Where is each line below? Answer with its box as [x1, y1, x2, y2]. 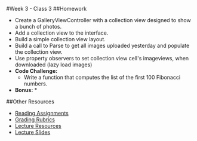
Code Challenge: [14, 68, 58, 74]
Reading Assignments [14, 110, 69, 117]
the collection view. [14, 48, 63, 56]
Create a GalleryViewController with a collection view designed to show [14, 17, 191, 23]
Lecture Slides [14, 128, 51, 136]
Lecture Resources [14, 122, 61, 129]
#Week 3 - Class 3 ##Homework [6, 5, 87, 12]
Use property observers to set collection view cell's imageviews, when [14, 55, 189, 62]
